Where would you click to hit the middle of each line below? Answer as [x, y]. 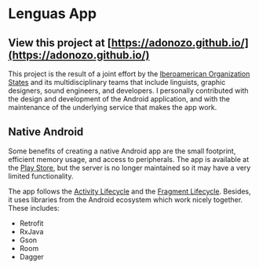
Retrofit [31, 223]
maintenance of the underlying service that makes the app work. [113, 107]
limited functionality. [41, 176]
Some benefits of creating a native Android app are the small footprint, [122, 151]
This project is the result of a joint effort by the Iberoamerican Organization [129, 74]
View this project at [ [60, 43]
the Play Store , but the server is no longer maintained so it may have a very [129, 168]
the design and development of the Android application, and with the [119, 99]
